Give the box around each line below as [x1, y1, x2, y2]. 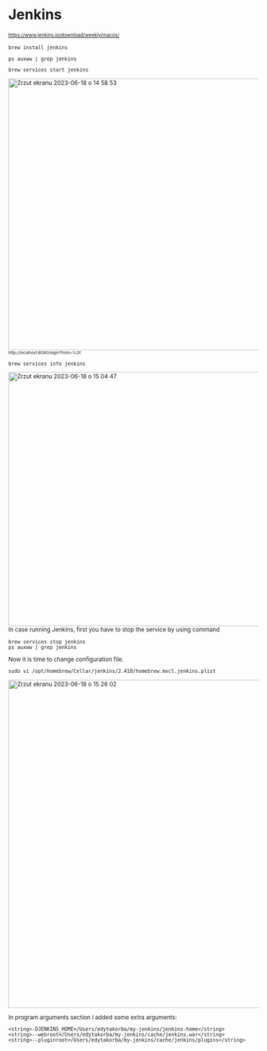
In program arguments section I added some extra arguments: [8, 1013, 177, 1022]
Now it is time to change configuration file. [8, 655, 125, 663]
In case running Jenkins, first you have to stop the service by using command [8, 626, 220, 634]
